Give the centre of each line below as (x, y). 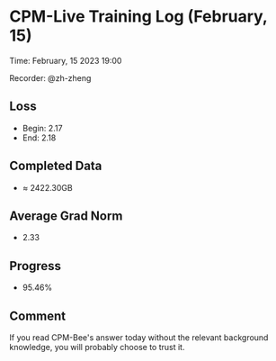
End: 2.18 (39, 138)
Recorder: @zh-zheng (50, 77)
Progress (35, 266)
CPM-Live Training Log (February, (138, 17)
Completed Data (56, 166)
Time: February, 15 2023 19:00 (66, 60)
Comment (38, 316)
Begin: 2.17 (42, 128)
